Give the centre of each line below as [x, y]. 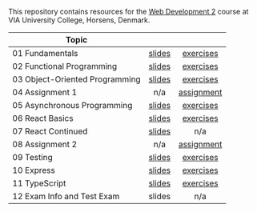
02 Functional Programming [65, 66]
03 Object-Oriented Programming [77, 79]
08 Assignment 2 [45, 144]
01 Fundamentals [45, 53]
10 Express [34, 170]
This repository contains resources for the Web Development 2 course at [128, 12]
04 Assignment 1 [45, 92]
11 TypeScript [39, 183]
